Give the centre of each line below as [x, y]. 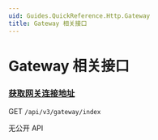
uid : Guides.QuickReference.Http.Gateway [79, 16]
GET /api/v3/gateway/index [55, 111]
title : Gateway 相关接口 [48, 23]
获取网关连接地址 [42, 93]
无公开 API [26, 128]
